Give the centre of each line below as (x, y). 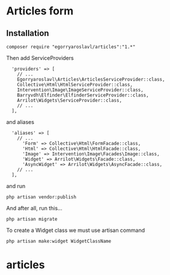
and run (16, 186)
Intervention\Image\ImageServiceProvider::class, (80, 90)
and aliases (20, 122)
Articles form (40, 11)
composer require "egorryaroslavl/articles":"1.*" (71, 47)
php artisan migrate (32, 219)
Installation (28, 33)
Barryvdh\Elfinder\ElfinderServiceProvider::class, (83, 95)
